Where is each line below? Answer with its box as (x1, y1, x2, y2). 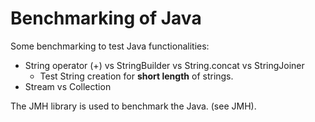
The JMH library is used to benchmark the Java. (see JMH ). (10, 100, 257, 112)
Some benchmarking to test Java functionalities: (10, 40, 210, 52)
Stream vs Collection (24, 80, 112, 92)
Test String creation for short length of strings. (39, 70, 234, 82)
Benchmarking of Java (10, 7, 202, 30)
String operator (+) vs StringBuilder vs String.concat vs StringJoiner (24, 59, 305, 71)
